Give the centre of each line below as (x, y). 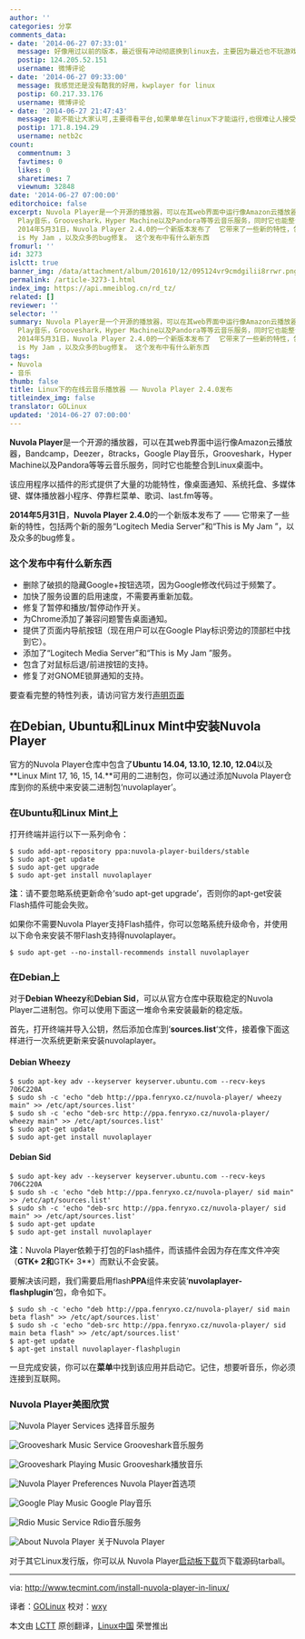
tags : (20, 355)
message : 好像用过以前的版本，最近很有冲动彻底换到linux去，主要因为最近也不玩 (151, 52)
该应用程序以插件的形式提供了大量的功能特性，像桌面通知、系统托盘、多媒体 (152, 484)
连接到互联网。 (37, 1378)
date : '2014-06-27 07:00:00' (64, 195)
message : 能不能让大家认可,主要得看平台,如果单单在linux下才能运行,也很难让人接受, (159, 119)
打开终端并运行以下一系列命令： (69, 834)
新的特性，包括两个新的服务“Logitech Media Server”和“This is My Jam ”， (148, 526)
